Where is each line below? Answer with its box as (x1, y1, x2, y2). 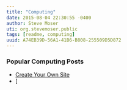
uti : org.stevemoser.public (6, 26, 78, 32)
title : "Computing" (6, 9, 56, 15)
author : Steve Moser (6, 20, 59, 26)
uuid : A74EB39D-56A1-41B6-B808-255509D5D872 (6, 37, 122, 43)
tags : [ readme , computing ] (6, 32, 75, 38)
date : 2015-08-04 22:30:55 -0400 (6, 15, 92, 21)
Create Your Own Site (15, 71, 70, 78)
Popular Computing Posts (6, 57, 84, 66)
